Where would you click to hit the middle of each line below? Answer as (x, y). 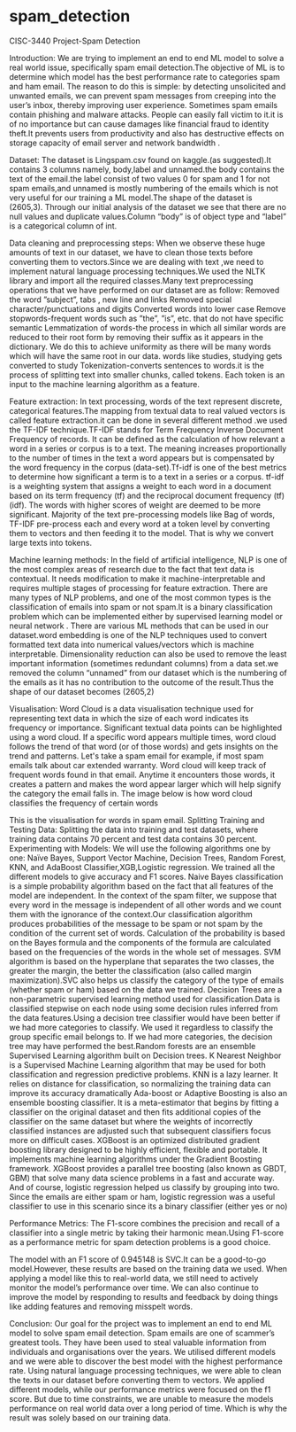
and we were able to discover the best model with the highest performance (146, 1361)
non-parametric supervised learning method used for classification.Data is (145, 999)
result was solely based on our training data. (90, 1417)
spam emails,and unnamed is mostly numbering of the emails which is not (144, 188)
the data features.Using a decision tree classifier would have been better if (145, 1017)
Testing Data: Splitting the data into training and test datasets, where (134, 829)
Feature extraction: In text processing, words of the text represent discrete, (146, 401)
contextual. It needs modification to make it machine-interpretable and (137, 579)
